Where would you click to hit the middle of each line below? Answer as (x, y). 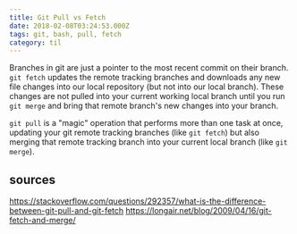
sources (33, 180)
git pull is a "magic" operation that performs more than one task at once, (146, 123)
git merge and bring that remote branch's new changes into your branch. (144, 106)
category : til (36, 42)
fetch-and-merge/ (42, 221)
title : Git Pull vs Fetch (57, 17)
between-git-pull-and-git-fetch (67, 211)
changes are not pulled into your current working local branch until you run (147, 96)
